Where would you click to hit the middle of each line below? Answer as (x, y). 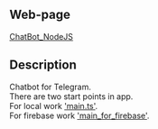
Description (43, 65)
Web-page (40, 15)
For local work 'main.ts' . (54, 106)
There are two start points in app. (71, 96)
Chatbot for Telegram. (51, 87)
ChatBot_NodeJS (42, 36)
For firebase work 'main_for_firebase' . (79, 115)
